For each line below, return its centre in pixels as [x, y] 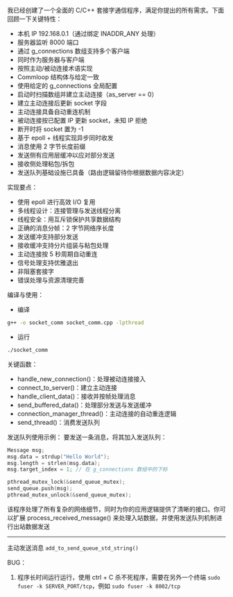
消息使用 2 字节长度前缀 [51, 146]
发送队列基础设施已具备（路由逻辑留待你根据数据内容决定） [102, 173]
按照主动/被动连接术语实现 [55, 68]
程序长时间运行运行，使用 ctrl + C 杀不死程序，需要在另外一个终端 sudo [119, 577]
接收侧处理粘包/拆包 [46, 164]
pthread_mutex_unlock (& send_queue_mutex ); [69, 495]
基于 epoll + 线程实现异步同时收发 [65, 138]
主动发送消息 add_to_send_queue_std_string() [73, 548]
